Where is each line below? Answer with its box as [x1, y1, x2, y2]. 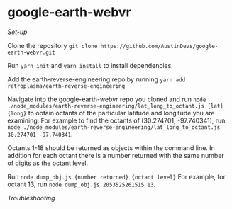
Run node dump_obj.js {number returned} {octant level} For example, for [7, 172, 226, 181]
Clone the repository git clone [7, 41, 98, 50]
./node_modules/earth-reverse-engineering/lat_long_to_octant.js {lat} [7, 102, 223, 110]
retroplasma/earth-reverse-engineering [7, 82, 126, 89]
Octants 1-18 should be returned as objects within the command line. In [7, 143, 215, 152]
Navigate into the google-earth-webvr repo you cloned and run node [7, 95, 206, 103]
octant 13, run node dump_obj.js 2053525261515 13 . [7, 180, 156, 188]
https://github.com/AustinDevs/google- [100, 43, 219, 50]
